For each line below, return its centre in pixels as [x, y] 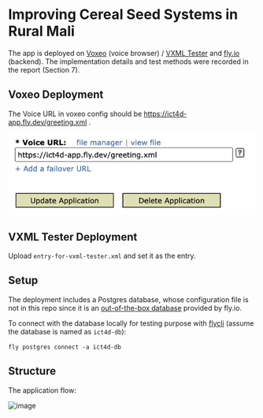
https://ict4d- [165, 114]
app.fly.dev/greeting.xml [48, 122]
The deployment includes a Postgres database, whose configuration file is [129, 299]
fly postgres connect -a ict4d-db [65, 347]
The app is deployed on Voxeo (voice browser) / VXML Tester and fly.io [124, 53]
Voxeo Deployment [56, 95]
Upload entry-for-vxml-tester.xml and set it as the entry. [102, 256]
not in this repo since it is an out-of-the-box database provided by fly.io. [125, 308]
